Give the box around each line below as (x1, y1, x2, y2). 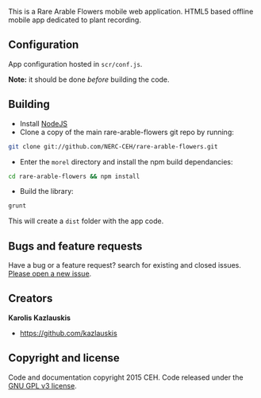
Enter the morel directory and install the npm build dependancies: (19, 156, 233, 166)
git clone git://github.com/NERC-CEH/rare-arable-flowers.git (8, 142, 218, 150)
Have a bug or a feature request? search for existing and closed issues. (8, 261, 242, 270)
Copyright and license (8, 351, 121, 365)
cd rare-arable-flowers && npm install (8, 172, 140, 180)
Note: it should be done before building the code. (8, 75, 170, 84)
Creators (8, 292, 53, 305)
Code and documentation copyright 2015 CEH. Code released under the (8, 373, 244, 382)
